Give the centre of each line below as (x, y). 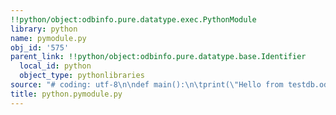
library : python (44, 29)
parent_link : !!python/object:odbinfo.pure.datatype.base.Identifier (158, 57)
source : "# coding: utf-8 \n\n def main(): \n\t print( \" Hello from (147, 85)
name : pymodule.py (48, 38)
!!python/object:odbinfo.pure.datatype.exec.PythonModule (133, 19)
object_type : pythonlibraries (82, 76)
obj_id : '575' (40, 47)
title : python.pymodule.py (66, 94)
